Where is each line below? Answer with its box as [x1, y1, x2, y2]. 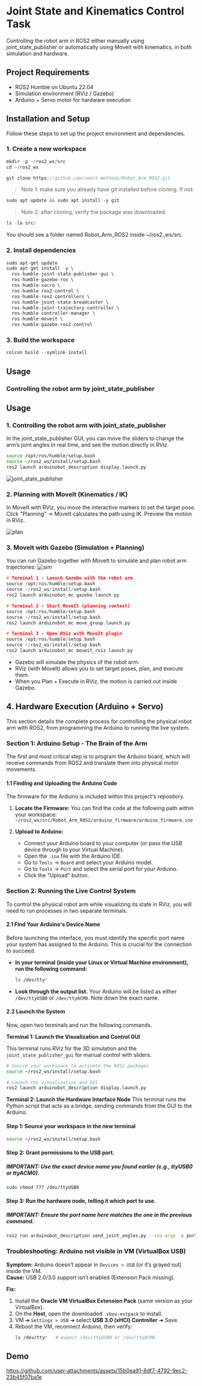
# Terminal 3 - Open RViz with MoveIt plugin [6, 631, 122, 637]
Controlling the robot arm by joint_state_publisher [6, 385, 155, 393]
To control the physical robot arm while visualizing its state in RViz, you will [6, 901, 192, 908]
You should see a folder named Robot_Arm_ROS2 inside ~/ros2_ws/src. [6, 231, 183, 238]
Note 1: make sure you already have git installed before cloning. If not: [20, 186, 194, 193]
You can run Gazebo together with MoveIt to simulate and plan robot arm [6, 557, 187, 564]
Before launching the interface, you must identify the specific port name [6, 934, 185, 941]
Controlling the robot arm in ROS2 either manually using [6, 37, 144, 44]
